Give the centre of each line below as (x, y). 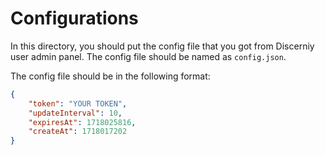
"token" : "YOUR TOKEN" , (78, 103)
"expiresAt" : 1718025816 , (82, 122)
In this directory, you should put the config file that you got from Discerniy (162, 46)
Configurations (74, 18)
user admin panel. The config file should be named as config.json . (148, 56)
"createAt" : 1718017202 (78, 132)
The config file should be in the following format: (110, 76)
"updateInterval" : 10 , (75, 113)
